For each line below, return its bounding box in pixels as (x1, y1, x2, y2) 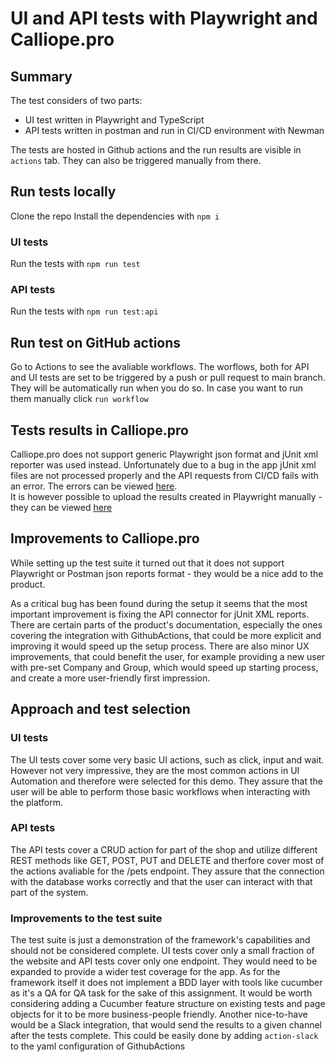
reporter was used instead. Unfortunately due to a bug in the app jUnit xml (10, 459, 317, 471)
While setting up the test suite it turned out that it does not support (10, 557, 285, 569)
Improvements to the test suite (10, 911, 163, 925)
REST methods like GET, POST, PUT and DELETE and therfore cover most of (10, 854, 325, 866)
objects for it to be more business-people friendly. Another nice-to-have (10, 1008, 308, 1021)
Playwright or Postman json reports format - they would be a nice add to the (10, 567, 324, 579)
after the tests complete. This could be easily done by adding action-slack (10, 1030, 319, 1042)
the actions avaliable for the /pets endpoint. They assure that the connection (10, 865, 325, 877)
